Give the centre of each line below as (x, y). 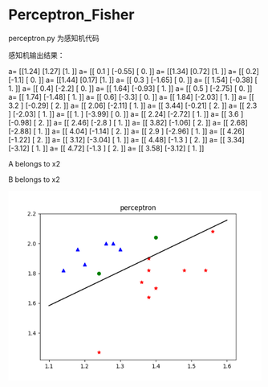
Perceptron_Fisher (71, 15)
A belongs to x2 (35, 163)
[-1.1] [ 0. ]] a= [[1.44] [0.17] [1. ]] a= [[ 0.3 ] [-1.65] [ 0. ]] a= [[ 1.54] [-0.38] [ (133, 80)
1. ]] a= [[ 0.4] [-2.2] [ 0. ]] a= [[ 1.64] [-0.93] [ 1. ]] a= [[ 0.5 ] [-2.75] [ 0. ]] (130, 88)
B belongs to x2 (34, 179)
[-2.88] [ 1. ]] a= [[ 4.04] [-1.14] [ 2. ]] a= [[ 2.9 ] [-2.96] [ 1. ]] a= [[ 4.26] (126, 131)
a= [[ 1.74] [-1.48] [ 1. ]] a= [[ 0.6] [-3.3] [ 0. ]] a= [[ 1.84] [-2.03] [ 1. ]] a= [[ (131, 97)
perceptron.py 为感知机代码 (54, 38)
